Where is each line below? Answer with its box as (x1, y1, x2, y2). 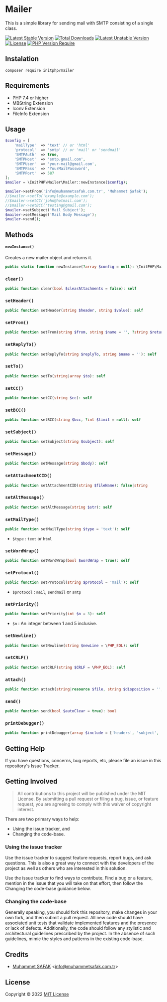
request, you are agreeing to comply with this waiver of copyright (17, 801, 152, 807)
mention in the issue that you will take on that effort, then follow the (5, 880, 143, 886)
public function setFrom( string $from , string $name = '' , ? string (5, 330, 148, 335)
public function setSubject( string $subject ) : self (5, 439, 114, 444)
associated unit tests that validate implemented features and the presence (5, 920, 157, 926)
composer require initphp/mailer (5, 68, 75, 73)
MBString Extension (12, 100, 53, 106)
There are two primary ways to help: (5, 816, 80, 822)
